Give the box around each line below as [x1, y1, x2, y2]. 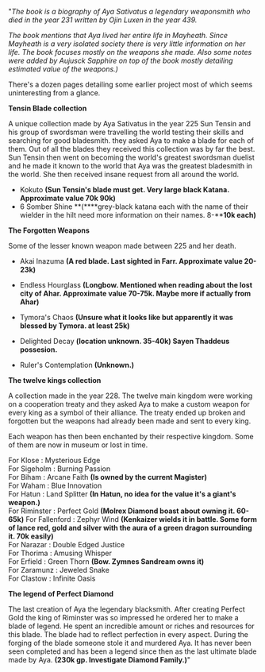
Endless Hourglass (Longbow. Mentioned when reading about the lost [19, 280, 252, 289]
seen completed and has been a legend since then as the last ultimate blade [8, 647, 257, 656]
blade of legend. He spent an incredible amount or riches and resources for [8, 621, 255, 631]
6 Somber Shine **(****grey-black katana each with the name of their [19, 202, 248, 211]
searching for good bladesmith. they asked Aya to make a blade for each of [8, 136, 254, 145]
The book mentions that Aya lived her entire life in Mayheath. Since [8, 31, 229, 40]
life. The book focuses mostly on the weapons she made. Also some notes [8, 48, 252, 56]
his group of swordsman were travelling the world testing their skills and [8, 127, 244, 137]
